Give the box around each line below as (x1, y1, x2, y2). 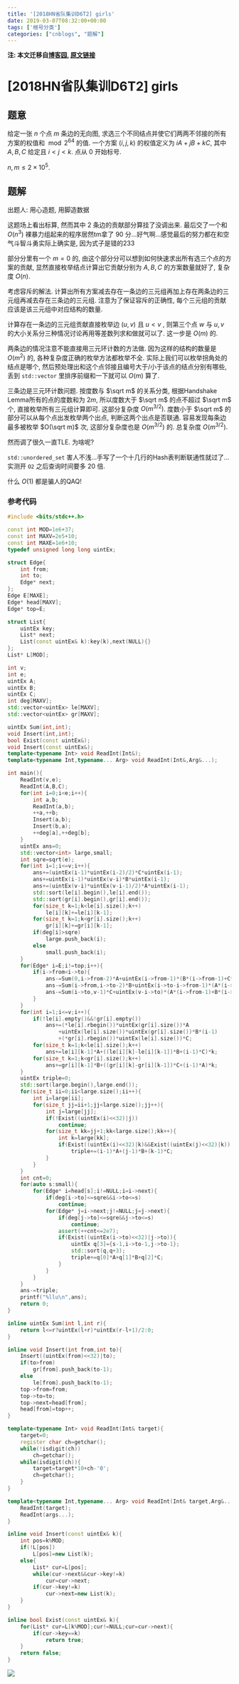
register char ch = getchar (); (20, 1439, 107, 1446)
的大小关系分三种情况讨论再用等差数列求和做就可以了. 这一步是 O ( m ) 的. (7, 329, 218, 338)
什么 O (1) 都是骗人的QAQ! (7, 477, 82, 485)
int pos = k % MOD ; (20, 1537, 65, 1545)
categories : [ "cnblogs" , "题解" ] (7, 30, 105, 38)
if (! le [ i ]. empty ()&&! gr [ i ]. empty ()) (33, 1015, 142, 1023)
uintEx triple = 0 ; (20, 1075, 72, 1082)
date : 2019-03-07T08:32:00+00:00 (7, 17, 107, 24)
